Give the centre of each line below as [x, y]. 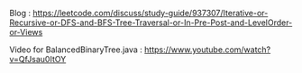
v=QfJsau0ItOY [38, 59]
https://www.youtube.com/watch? [207, 50]
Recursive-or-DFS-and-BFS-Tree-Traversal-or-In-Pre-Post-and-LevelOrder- [151, 23]
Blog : [20, 13]
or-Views [26, 32]
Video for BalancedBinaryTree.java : [76, 50]
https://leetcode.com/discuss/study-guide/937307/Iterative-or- [151, 13]
